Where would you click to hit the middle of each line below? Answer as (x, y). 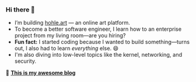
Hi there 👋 (21, 10)
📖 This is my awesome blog (41, 73)
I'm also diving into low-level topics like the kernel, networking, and (98, 55)
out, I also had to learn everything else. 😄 (67, 48)
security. (25, 61)
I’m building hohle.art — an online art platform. (72, 23)
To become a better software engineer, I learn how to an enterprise (98, 29)
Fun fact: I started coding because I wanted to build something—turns (102, 42)
